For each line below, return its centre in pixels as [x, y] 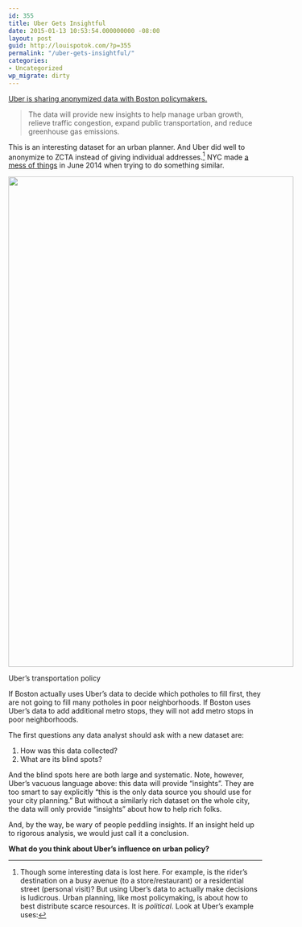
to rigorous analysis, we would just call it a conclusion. [99, 834]
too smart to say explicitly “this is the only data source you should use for [130, 792]
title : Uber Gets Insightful [57, 23]
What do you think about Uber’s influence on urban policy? [109, 849]
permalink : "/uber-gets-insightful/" [72, 53]
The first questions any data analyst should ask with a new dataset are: [126, 735]
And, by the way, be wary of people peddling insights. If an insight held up [132, 825]
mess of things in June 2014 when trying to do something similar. [116, 165]
